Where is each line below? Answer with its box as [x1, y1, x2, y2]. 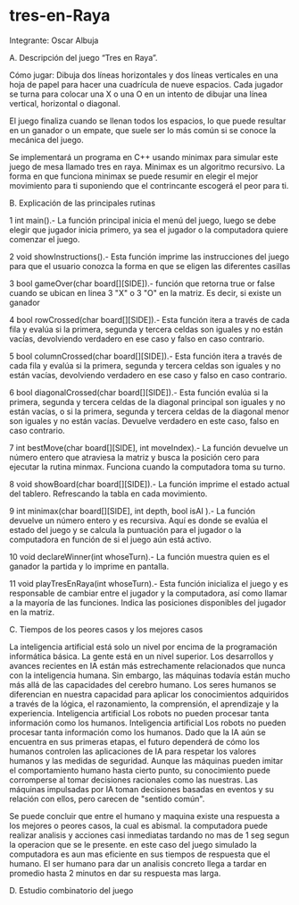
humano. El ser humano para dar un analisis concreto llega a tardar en [9, 858, 268, 868]
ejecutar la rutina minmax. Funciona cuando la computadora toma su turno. [9, 461, 286, 472]
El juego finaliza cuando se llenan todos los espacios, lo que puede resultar [9, 115, 287, 126]
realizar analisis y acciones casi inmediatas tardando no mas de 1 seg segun [9, 829, 290, 841]
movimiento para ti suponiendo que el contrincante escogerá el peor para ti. [9, 180, 289, 190]
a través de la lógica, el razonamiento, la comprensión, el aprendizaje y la [9, 698, 279, 709]
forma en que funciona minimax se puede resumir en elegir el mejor [9, 171, 259, 182]
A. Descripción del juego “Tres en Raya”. [9, 52, 158, 63]
